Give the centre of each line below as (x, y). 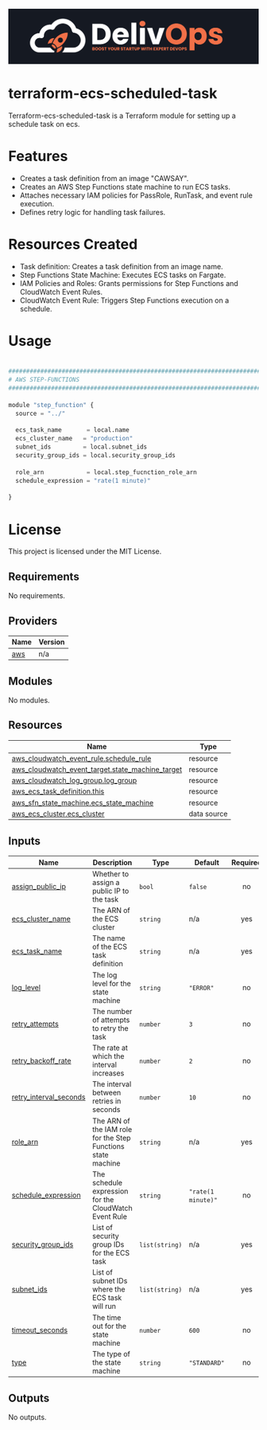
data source (208, 813)
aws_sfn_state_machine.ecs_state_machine (83, 802)
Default (207, 862)
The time (107, 1317)
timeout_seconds (40, 1330)
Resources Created (73, 244)
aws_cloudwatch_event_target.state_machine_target (97, 769)
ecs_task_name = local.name (72, 430)
